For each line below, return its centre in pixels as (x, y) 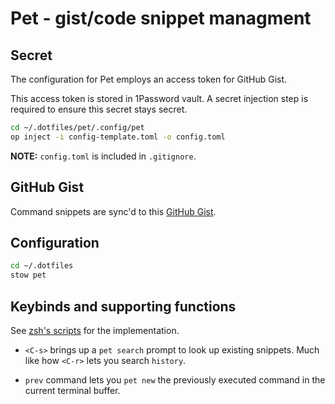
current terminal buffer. (72, 390)
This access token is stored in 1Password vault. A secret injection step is (159, 98)
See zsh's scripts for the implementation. (95, 330)
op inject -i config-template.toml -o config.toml (118, 137)
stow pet (28, 275)
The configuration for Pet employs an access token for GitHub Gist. (149, 79)
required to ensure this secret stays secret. (99, 109)
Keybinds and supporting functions (123, 306)
